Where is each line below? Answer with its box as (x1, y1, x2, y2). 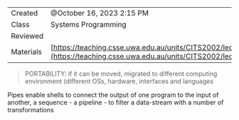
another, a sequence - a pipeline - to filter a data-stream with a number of (7, 98, 224, 107)
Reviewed (11, 31, 44, 41)
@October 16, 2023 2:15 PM (50, 8, 149, 18)
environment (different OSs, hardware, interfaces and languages (24, 77, 214, 85)
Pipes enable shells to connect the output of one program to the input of (7, 91, 219, 99)
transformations (7, 106, 55, 114)
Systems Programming (50, 20, 127, 29)
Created (11, 8, 38, 18)
